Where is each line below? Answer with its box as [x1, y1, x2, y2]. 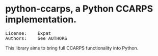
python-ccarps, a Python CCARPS [5, 3, 153, 15]
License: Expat [5, 30, 51, 36]
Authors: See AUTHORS [5, 35, 67, 41]
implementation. [5, 14, 77, 25]
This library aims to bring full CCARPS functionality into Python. [5, 45, 139, 51]
